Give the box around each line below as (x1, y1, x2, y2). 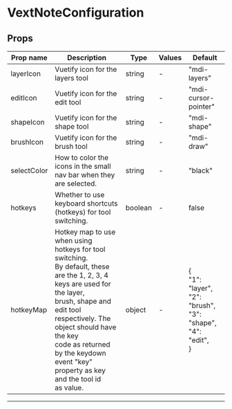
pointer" (188, 102, 215, 111)
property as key (55, 365, 106, 375)
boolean (125, 203, 153, 212)
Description (66, 53, 107, 62)
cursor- (188, 93, 215, 102)
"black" (188, 166, 213, 175)
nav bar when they (55, 170, 115, 179)
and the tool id (55, 374, 101, 383)
